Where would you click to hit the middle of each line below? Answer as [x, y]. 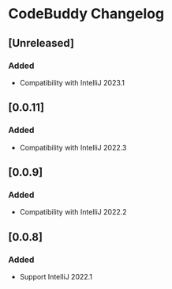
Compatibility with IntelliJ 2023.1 [72, 82]
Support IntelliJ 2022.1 [56, 276]
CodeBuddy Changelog [86, 14]
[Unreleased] [41, 43]
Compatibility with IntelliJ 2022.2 [73, 212]
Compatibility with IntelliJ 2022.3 [73, 147]
